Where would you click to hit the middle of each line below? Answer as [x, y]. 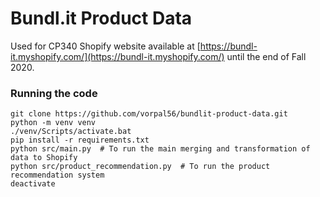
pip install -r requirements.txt [80, 140]
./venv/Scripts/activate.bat [71, 132]
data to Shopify [44, 158]
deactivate [33, 184]
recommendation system [57, 175]
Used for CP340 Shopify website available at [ [105, 46]
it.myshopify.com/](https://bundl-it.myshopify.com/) [117, 56]
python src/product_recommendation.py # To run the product [140, 167]
